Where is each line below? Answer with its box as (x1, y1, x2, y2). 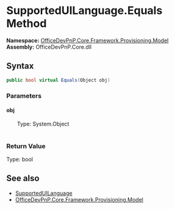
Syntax (6, 61, 34, 71)
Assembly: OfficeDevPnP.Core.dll (6, 43, 92, 51)
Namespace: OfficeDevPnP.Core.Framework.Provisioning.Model (6, 37, 169, 44)
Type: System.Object (17, 120, 70, 127)
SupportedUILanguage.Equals (6, 4, 163, 18)
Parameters (6, 91, 41, 100)
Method (6, 16, 47, 30)
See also (6, 173, 40, 183)
